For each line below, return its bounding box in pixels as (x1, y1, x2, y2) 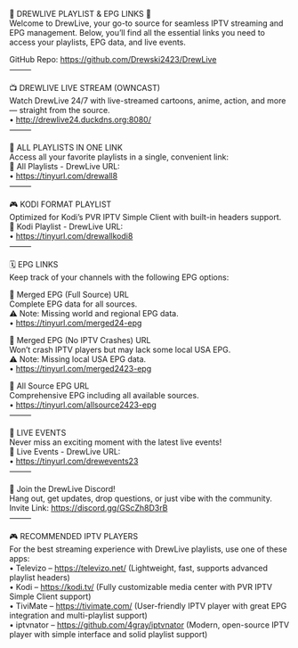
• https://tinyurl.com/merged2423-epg (9, 364, 152, 373)
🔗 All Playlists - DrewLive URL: (9, 161, 120, 171)
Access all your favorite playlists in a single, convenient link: (9, 152, 230, 162)
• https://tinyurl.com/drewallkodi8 (9, 231, 133, 241)
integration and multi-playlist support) (9, 611, 149, 620)
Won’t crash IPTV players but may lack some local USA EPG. (9, 344, 231, 355)
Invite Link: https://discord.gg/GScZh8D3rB (9, 503, 168, 513)
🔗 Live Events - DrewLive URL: (9, 447, 121, 456)
